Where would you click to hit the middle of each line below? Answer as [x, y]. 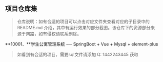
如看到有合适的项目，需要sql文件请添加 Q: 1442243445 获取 [78, 54]
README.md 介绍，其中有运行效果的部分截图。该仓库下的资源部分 [84, 27]
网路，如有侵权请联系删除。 [53, 34]
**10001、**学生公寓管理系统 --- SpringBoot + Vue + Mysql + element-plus [82, 44]
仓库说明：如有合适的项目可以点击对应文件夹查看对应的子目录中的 [83, 21]
